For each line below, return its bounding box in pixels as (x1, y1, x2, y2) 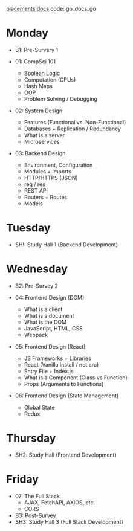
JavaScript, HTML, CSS (24, 324, 83, 332)
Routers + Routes (24, 193, 68, 201)
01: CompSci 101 (15, 57, 56, 65)
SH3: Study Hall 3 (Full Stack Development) (15, 518, 124, 525)
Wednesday (6, 262, 68, 276)
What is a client (24, 305, 63, 313)
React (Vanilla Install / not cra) (24, 361, 99, 368)
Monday (6, 27, 48, 40)
